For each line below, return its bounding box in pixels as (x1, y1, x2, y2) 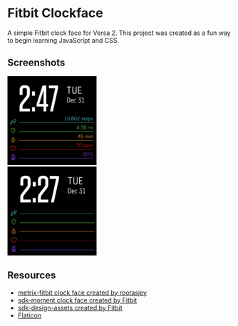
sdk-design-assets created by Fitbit (17, 303, 123, 312)
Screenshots (7, 57, 66, 69)
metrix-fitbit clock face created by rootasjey (17, 288, 148, 297)
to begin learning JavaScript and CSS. (7, 36, 120, 44)
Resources (7, 269, 56, 282)
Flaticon (17, 311, 41, 320)
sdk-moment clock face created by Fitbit (17, 295, 138, 304)
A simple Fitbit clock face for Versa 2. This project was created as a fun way (7, 28, 231, 37)
